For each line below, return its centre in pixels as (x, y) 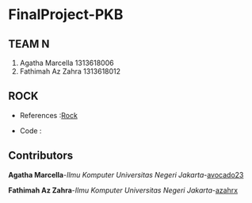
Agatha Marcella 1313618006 (67, 63)
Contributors (41, 156)
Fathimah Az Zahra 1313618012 (70, 71)
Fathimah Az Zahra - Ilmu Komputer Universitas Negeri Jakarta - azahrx (123, 190)
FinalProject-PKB (66, 15)
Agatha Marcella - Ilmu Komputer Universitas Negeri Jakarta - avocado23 (126, 174)
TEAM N (29, 44)
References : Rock (48, 115)
